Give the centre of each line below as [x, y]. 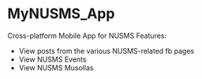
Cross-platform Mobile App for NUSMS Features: [87, 36]
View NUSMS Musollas [56, 67]
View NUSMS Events [52, 59]
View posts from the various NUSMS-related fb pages [107, 51]
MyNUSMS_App [61, 14]
